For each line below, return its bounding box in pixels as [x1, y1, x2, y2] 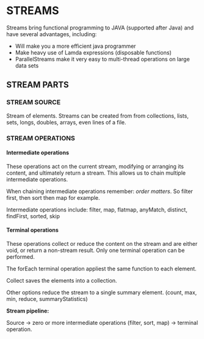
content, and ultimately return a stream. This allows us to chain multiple [6, 169, 186, 177]
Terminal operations [6, 226, 59, 234]
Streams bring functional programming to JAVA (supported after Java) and [6, 24, 194, 31]
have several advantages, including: [6, 30, 97, 37]
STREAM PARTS [6, 80, 69, 90]
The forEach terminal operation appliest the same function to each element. [6, 265, 197, 272]
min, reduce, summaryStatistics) [6, 295, 88, 302]
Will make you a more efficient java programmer [15, 42, 136, 50]
